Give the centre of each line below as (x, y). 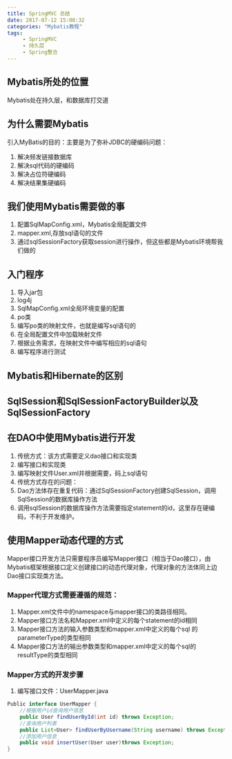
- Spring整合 (40, 53)
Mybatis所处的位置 (48, 82)
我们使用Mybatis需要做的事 (66, 206)
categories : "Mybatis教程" (45, 26)
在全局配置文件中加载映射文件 (59, 334)
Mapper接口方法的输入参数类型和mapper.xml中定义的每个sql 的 (107, 629)
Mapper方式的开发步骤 (46, 675)
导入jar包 (30, 292)
